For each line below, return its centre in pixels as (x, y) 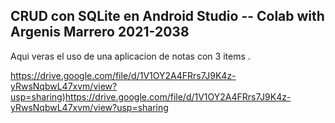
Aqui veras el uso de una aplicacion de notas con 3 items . (130, 56)
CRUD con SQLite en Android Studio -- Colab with (167, 16)
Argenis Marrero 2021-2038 (100, 32)
